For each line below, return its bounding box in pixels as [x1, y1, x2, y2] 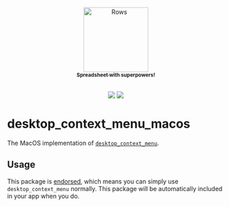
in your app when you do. [7, 192, 80, 200]
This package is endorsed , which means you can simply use [7, 177, 179, 186]
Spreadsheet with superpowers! [77, 72, 155, 79]
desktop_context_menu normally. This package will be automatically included [7, 184, 223, 193]
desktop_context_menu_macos [7, 116, 191, 132]
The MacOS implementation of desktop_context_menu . [7, 139, 159, 147]
